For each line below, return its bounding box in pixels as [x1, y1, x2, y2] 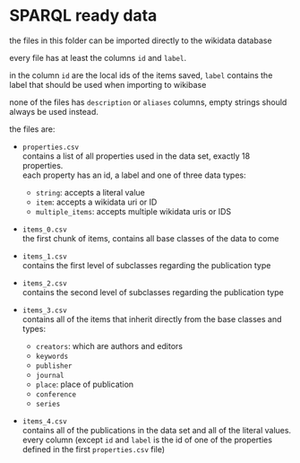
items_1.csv [21, 252, 67, 261]
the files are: [9, 123, 56, 135]
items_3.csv [21, 306, 67, 315]
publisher [35, 361, 73, 371]
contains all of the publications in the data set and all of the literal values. [21, 424, 292, 435]
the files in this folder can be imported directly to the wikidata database [9, 35, 272, 46]
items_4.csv [21, 416, 67, 426]
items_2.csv [21, 279, 67, 288]
